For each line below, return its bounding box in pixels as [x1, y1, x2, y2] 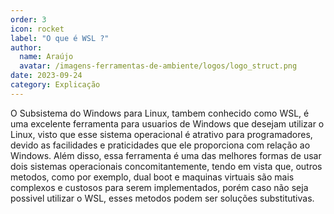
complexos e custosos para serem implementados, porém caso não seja [10, 181, 309, 193]
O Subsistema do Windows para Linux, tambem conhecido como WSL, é [10, 107, 310, 119]
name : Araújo [19, 52, 74, 62]
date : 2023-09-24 [10, 71, 83, 81]
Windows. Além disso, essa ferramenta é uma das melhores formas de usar [10, 149, 322, 161]
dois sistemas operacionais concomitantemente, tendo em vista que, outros [10, 160, 323, 172]
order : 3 [10, 14, 47, 25]
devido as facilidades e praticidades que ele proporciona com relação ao [10, 139, 311, 151]
